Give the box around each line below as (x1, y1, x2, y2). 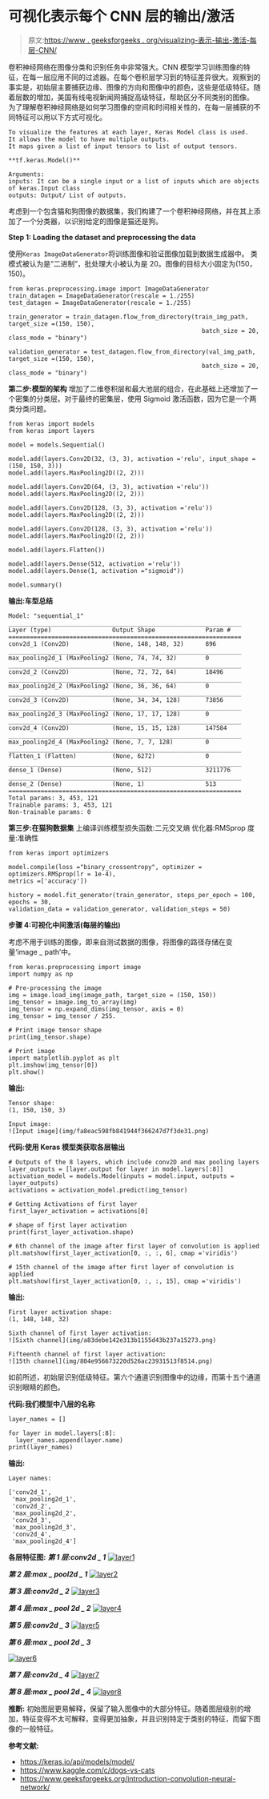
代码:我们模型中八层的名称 (8, 1399, 95, 1408)
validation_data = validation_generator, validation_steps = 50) (8, 905, 231, 913)
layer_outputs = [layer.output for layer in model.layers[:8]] (8, 1165, 224, 1173)
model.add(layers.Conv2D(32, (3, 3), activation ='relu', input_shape (8, 455, 249, 463)
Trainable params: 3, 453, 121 (8, 801, 113, 809)
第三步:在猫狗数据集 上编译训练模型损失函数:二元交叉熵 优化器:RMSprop (8, 823, 246, 832)
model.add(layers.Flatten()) (8, 546, 106, 554)
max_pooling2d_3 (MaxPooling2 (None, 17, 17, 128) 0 (8, 710, 210, 718)
